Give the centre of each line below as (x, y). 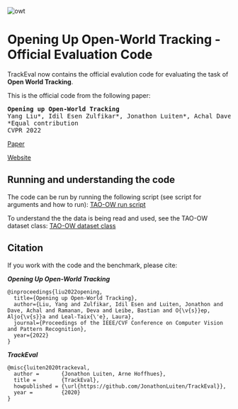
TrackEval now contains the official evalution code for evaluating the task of (118, 74)
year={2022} (32, 335)
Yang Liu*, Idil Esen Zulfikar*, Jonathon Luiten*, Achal (110, 116)
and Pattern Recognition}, (47, 329)
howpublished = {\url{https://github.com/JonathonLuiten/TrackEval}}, (120, 386)
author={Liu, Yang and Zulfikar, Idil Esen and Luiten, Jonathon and (118, 304)
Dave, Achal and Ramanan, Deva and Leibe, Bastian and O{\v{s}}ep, (109, 310)
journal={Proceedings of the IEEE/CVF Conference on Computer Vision (118, 323)
